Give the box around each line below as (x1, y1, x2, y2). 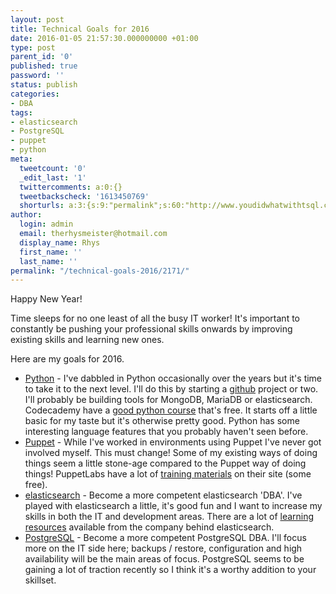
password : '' (10, 71, 65, 81)
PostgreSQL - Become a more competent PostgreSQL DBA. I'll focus (24, 532, 307, 544)
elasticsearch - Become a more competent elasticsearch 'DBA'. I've (24, 489, 303, 501)
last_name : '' (19, 256, 78, 266)
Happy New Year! (10, 293, 83, 305)
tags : (10, 107, 33, 118)
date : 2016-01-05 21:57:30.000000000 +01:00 (10, 33, 199, 43)
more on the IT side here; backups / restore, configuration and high (24, 542, 303, 555)
